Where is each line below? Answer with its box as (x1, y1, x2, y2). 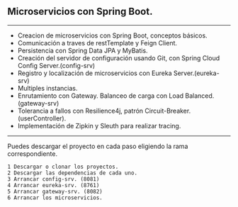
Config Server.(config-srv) (17, 61, 96, 69)
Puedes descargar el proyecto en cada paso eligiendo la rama (7, 142, 188, 150)
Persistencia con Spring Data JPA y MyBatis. (17, 46, 148, 55)
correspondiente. (7, 149, 58, 158)
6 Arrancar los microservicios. (7, 194, 103, 201)
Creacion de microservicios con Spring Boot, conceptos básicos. (17, 31, 208, 40)
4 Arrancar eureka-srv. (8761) (7, 181, 100, 189)
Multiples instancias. (17, 84, 78, 92)
